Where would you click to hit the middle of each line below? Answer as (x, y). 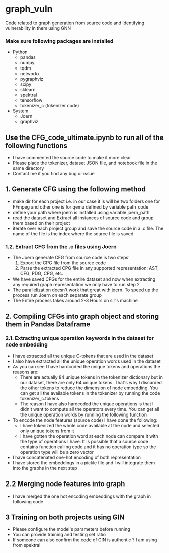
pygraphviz (32, 79)
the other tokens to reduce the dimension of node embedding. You (89, 388)
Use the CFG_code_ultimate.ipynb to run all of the (84, 137)
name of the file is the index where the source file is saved (73, 233)
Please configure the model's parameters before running (71, 529)
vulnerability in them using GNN (38, 28)
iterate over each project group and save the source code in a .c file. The (88, 228)
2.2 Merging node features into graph (65, 484)
